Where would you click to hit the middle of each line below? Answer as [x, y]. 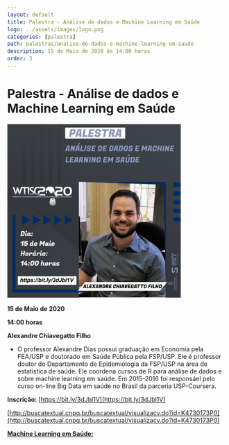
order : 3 [20, 59]
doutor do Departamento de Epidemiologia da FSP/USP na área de [112, 364]
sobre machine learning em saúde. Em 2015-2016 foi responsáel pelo [116, 378]
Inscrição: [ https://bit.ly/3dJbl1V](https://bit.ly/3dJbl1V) [86, 399]
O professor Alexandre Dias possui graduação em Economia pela [110, 349]
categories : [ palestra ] [42, 37]
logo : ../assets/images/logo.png [56, 29]
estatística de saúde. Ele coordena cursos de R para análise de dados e [119, 371]
